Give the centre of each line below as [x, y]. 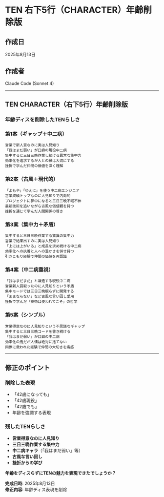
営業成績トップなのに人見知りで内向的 [38, 196]
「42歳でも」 [26, 407]
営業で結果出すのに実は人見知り [32, 241]
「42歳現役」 [26, 400]
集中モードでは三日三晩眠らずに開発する [40, 291]
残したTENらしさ [25, 427]
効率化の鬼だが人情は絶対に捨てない [36, 342]
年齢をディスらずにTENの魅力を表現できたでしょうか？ [61, 473]
